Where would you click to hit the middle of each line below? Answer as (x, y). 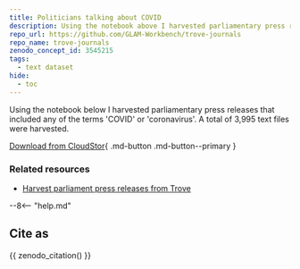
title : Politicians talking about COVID (86, 17)
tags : (19, 59)
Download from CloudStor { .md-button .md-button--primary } (123, 146)
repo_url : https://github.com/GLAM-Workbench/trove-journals (125, 34)
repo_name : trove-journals (59, 42)
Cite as (29, 234)
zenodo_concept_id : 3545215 (62, 51)
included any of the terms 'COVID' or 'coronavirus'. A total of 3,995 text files (150, 119)
